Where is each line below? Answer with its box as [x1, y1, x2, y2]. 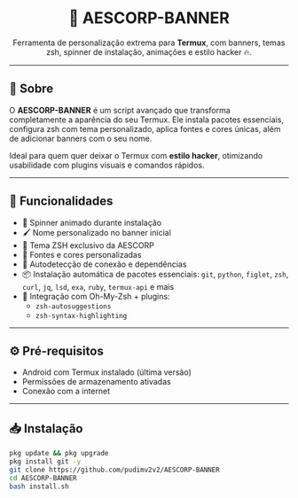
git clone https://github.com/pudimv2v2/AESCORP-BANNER [9, 465, 220, 474]
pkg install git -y [9, 457, 82, 466]
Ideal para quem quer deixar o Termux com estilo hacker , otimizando [9, 150, 263, 160]
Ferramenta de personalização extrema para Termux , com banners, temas [12, 37, 286, 48]
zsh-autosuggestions [35, 301, 112, 311]
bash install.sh [9, 482, 69, 491]
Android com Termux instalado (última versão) [21, 367, 192, 377]
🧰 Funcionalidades [9, 194, 114, 209]
